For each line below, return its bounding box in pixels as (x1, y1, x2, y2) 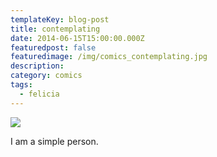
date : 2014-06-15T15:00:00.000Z (10, 33, 145, 43)
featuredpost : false (10, 42, 97, 53)
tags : (10, 80, 33, 90)
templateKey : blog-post (10, 14, 110, 25)
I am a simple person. (10, 135, 99, 147)
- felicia (19, 89, 60, 99)
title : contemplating (10, 24, 101, 34)
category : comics (10, 71, 83, 81)
